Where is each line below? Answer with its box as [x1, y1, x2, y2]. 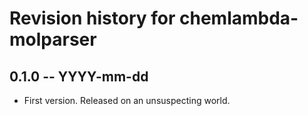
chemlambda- [179, 7, 299, 30]
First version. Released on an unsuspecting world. [23, 95, 231, 106]
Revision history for [9, 7, 176, 30]
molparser [9, 28, 97, 51]
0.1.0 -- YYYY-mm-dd [9, 68, 149, 85]
